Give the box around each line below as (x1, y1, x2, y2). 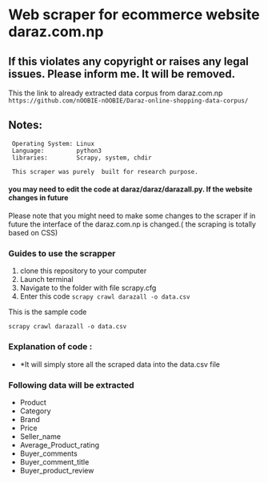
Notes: (8, 119, 42, 132)
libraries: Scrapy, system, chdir (11, 154, 152, 162)
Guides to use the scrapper (8, 248, 116, 259)
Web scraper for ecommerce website (8, 6, 260, 24)
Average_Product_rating (19, 440, 100, 449)
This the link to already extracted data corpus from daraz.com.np (8, 88, 223, 98)
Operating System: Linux (11, 139, 94, 147)
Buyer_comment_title (19, 457, 90, 466)
